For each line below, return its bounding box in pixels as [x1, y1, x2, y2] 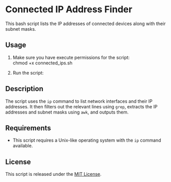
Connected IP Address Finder [5, 4, 133, 15]
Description [5, 84, 43, 93]
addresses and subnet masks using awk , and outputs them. [5, 109, 129, 115]
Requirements [5, 124, 51, 132]
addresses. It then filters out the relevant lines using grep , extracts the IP [5, 103, 158, 109]
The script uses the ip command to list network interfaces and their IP [5, 98, 153, 104]
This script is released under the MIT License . [5, 171, 102, 177]
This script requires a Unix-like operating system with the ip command [12, 137, 161, 144]
